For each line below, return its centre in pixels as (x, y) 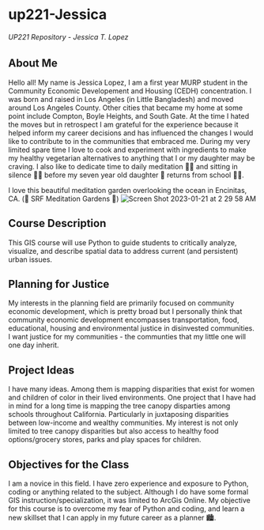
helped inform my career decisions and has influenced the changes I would (131, 133)
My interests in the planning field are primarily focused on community (121, 303)
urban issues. (30, 259)
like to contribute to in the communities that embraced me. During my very (129, 141)
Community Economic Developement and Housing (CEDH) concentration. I (130, 91)
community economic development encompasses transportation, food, (124, 320)
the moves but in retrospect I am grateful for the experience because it (123, 124)
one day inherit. (34, 345)
